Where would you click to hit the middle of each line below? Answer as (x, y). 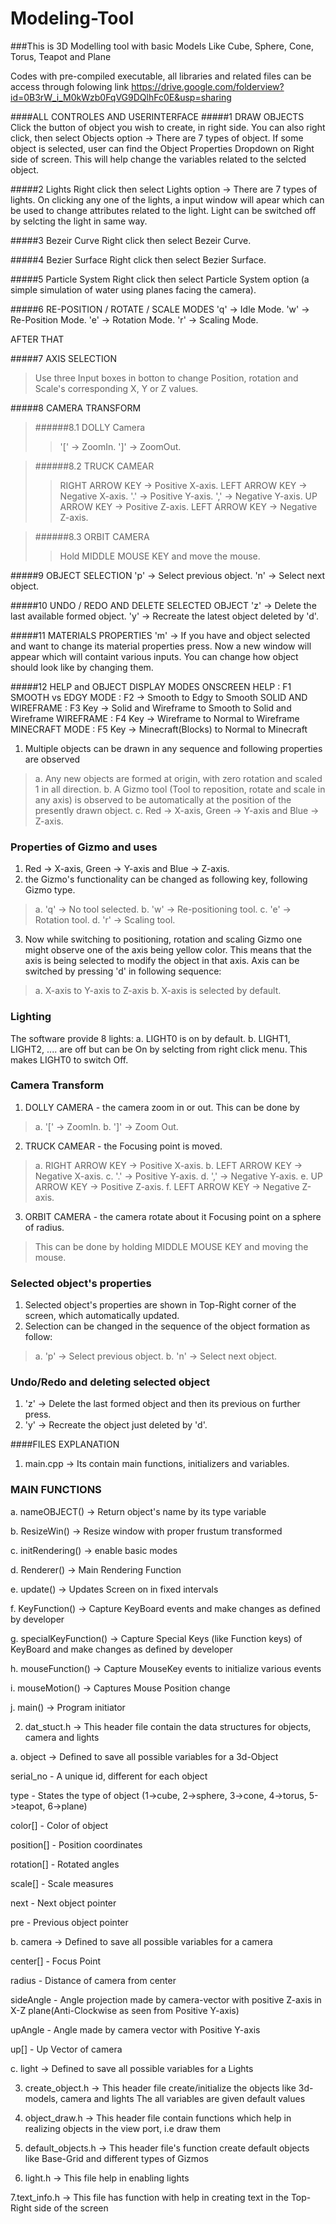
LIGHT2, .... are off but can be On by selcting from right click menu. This (159, 1049)
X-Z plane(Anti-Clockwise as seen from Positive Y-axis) (125, 2010)
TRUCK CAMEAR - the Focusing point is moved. (123, 1146)
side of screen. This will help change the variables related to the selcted (158, 159)
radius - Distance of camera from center (93, 1980)
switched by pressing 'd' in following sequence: (123, 971)
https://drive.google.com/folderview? (208, 86)
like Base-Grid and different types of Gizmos (116, 2158)
